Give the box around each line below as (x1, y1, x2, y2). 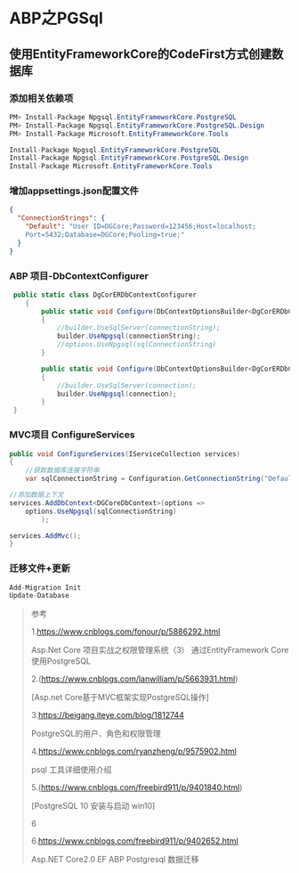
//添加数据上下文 (9, 491, 64, 500)
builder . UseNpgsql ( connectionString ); (56, 331, 201, 341)
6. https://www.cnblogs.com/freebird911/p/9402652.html (30, 836, 238, 846)
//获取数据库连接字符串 (25, 466, 100, 475)
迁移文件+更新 (9, 562, 71, 575)
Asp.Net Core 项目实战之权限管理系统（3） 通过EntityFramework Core (30, 645, 289, 656)
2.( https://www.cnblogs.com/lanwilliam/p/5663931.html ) (30, 673, 238, 684)
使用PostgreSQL (30, 656, 92, 666)
